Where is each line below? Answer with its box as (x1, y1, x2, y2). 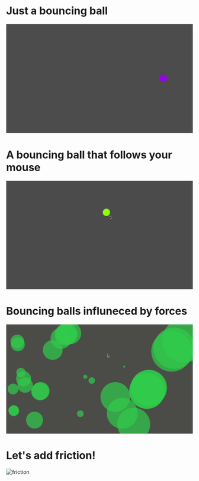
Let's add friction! (6, 449, 96, 463)
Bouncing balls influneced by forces (6, 304, 188, 318)
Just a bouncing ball (6, 4, 108, 18)
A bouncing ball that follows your (6, 148, 173, 161)
